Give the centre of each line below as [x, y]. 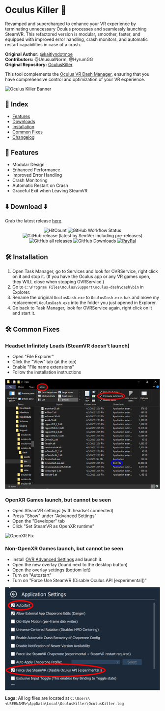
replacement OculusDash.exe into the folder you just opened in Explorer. [84, 303]
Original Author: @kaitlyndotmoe [39, 54]
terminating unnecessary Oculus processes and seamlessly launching [76, 29]
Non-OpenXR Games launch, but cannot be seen [64, 549]
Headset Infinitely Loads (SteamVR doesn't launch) [68, 345]
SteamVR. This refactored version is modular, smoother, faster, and [73, 34]
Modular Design [28, 164]
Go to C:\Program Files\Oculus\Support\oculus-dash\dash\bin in [78, 287]
